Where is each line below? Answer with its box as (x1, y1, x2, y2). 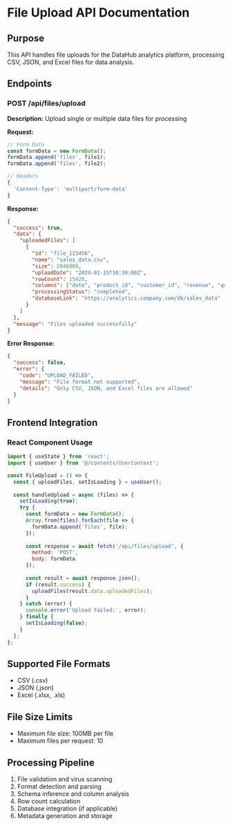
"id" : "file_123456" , (32, 250, 95, 257)
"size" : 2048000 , (32, 262, 81, 270)
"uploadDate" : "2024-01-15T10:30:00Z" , (32, 269, 147, 276)
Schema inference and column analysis (17, 789, 130, 798)
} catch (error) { (19, 601, 72, 607)
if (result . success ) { (25, 581, 91, 588)
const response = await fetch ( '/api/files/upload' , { (25, 543, 184, 549)
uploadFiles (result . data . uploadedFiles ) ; (32, 587, 153, 594)
